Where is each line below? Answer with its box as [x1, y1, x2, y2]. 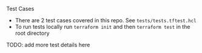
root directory [15, 30, 50, 37]
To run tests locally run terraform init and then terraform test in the [15, 23, 190, 30]
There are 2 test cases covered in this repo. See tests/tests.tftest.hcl [15, 17, 197, 23]
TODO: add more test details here [6, 42, 90, 48]
